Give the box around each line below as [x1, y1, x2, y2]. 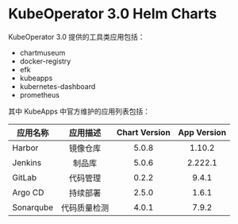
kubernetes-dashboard [19, 81, 96, 91]
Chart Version [116, 126, 171, 137]
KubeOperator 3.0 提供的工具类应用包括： [8, 32, 145, 41]
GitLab [12, 172, 37, 183]
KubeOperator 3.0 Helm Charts [8, 5, 217, 23]
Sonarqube [12, 202, 54, 213]
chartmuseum [19, 48, 66, 57]
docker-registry [19, 56, 71, 66]
